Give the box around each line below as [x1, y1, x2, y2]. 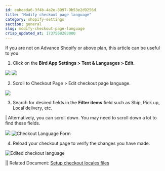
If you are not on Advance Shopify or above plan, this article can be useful [5, 45, 160, 51]
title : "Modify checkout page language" [5, 12, 92, 17]
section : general [5, 21, 42, 27]
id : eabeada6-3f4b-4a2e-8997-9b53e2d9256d [5, 7, 96, 13]
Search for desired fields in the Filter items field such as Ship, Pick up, [12, 100, 160, 105]
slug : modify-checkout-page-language [5, 26, 85, 31]
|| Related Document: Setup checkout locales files [5, 160, 110, 166]
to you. [5, 50, 20, 56]
